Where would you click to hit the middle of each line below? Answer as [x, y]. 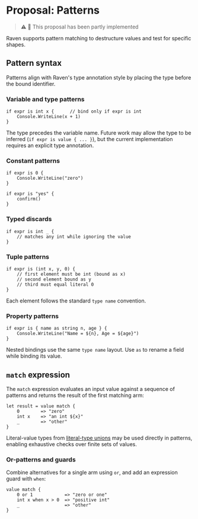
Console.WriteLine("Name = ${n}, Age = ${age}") [78, 334]
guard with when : [26, 479]
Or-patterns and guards [41, 459]
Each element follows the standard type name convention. [76, 301]
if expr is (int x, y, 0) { [41, 269]
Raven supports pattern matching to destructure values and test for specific [99, 38]
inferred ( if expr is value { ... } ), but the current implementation [90, 139]
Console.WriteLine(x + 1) [49, 117]
